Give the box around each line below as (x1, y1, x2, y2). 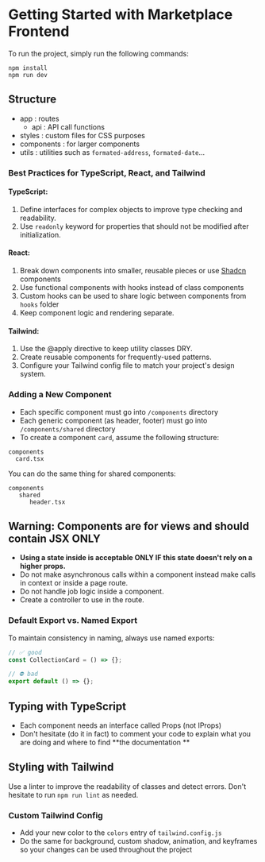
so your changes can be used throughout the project (19, 845, 193, 855)
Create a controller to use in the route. (19, 595, 144, 605)
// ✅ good (8, 648, 42, 656)
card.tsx (15, 454, 44, 462)
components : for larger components (19, 139, 140, 149)
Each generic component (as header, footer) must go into (19, 416, 208, 425)
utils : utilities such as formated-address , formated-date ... (19, 147, 205, 157)
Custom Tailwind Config (8, 810, 103, 821)
